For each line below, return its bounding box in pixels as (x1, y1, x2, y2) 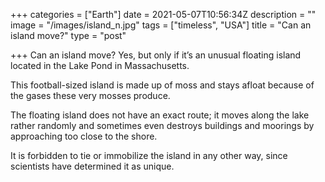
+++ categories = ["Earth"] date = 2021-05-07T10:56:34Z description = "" (10, 9, 317, 20)
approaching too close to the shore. (10, 130, 158, 142)
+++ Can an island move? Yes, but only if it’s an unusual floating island (10, 49, 302, 61)
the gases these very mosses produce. (10, 90, 171, 101)
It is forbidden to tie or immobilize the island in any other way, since (10, 150, 288, 161)
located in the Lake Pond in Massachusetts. (10, 60, 190, 71)
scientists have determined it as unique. (10, 160, 175, 172)
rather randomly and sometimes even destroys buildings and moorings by (10, 120, 315, 131)
